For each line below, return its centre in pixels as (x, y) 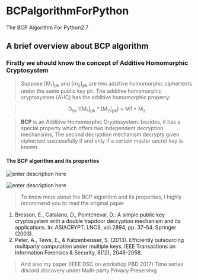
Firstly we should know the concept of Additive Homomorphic (97, 63)
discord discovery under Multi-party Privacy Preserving (89, 270)
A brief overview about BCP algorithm (77, 46)
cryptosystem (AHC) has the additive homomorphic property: (95, 97)
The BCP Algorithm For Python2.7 (47, 27)
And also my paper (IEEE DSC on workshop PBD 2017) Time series (102, 264)
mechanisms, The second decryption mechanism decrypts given (100, 134)
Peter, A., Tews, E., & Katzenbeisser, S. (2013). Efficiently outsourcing (99, 240)
